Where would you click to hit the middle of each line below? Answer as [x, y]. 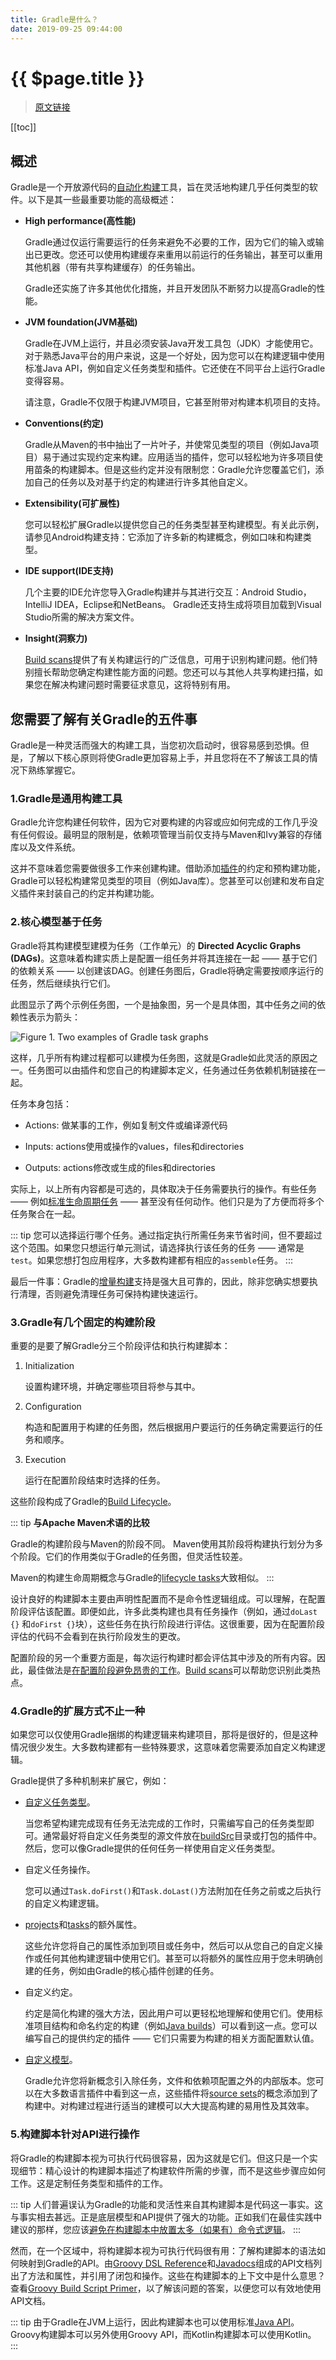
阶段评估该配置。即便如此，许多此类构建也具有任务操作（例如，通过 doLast [164, 1611]
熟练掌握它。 [54, 770]
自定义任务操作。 [60, 1870]
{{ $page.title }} [77, 78]
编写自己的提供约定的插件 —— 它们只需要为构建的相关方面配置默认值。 [172, 2038]
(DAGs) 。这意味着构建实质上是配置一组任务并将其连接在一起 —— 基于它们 [164, 958]
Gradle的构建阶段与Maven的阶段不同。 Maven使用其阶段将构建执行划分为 [162, 1543]
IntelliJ [38, 605]
